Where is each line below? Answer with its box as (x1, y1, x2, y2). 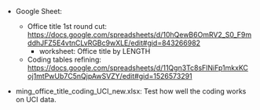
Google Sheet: (15, 7, 63, 16)
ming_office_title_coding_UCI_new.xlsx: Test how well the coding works (15, 87, 247, 96)
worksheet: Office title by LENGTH (38, 47, 151, 55)
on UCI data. (15, 95, 57, 104)
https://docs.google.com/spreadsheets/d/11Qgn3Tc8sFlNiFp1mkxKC (27, 63, 249, 73)
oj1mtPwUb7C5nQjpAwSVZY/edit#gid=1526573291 (27, 72, 192, 80)
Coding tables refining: (27, 55, 102, 64)
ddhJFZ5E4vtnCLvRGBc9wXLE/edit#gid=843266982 (27, 38, 201, 48)
